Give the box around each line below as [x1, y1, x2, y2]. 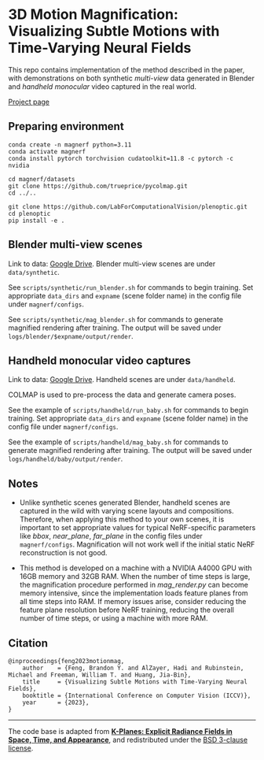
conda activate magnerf [8, 147, 86, 155]
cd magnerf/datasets [8, 175, 76, 183]
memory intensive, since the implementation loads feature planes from [19, 588, 248, 598]
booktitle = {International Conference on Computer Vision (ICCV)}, [22, 691, 251, 699]
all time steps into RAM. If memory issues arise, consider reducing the [19, 597, 247, 606]
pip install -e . [8, 217, 65, 224]
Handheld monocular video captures [8, 354, 191, 367]
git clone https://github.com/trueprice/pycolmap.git [8, 182, 189, 190]
